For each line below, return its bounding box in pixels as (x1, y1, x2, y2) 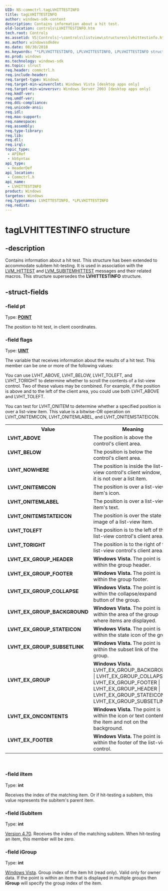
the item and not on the (93, 718, 148, 725)
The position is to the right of (93, 541, 161, 548)
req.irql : (5, 142, 26, 148)
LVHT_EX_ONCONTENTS (7, 713, 68, 720)
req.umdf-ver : (5, 96, 35, 101)
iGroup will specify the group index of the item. (5, 880, 102, 886)
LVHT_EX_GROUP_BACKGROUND (7, 608, 89, 615)
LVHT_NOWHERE (7, 466, 49, 473)
